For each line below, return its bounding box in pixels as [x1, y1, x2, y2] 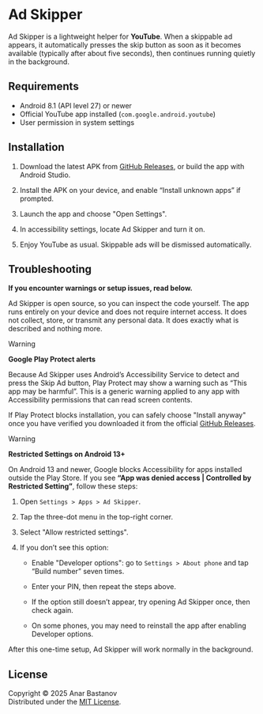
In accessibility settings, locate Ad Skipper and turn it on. [19, 224, 205, 234]
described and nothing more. [8, 324, 103, 334]
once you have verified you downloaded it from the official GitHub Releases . [8, 419, 257, 429]
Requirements [8, 80, 79, 93]
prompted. [19, 194, 54, 203]
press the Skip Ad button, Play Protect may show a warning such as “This [8, 378, 247, 388]
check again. [31, 606, 73, 615]
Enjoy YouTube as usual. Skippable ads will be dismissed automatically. [19, 240, 252, 249]
